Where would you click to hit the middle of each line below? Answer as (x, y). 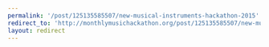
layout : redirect (37, 30)
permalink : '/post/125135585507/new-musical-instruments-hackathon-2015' (134, 16)
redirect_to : (29, 23)
